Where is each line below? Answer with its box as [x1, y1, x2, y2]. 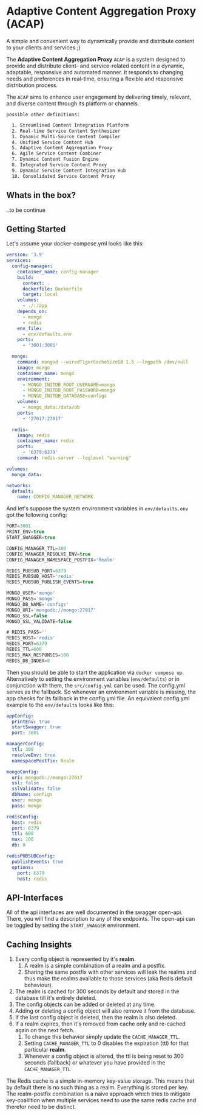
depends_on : [17, 309, 47, 315]
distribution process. [6, 81, 58, 89]
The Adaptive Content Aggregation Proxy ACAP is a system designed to [6, 55, 186, 63]
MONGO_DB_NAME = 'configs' [6, 601, 69, 607]
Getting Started [6, 223, 66, 234]
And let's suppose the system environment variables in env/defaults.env [6, 505, 189, 512]
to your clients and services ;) [6, 44, 81, 51]
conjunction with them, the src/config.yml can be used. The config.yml [6, 681, 186, 689]
